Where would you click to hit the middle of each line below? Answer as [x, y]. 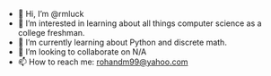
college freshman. [51, 33]
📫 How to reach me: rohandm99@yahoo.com [103, 62]
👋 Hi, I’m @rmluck [51, 14]
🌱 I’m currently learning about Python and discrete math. [122, 42]
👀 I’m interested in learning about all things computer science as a [140, 23]
